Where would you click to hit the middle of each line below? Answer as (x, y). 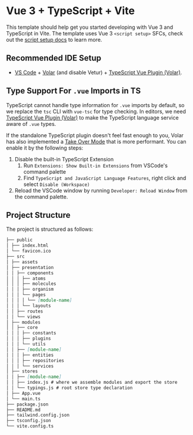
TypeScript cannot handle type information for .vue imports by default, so (95, 105)
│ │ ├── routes (25, 311)
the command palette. (41, 197)
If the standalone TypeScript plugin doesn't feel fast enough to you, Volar (95, 135)
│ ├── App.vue (24, 393)
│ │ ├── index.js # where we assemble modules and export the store (92, 383)
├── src (16, 257)
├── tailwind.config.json (38, 415)
